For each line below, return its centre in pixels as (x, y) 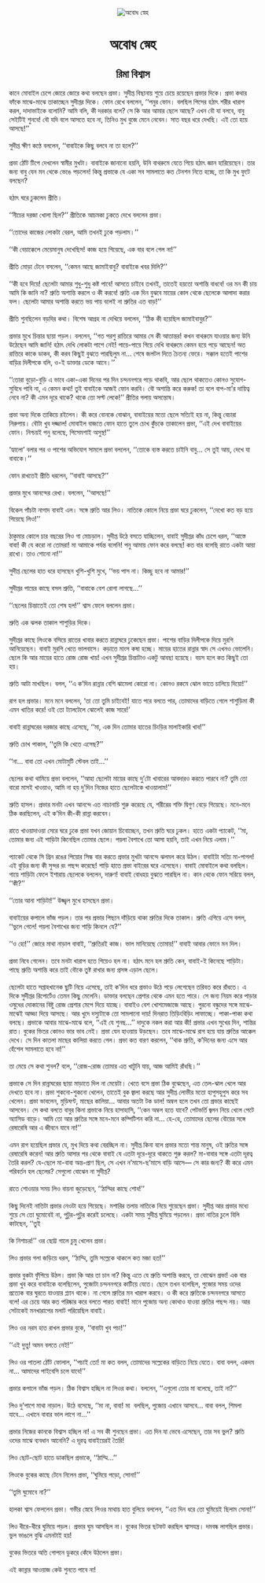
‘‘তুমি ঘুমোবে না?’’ (30, 1492)
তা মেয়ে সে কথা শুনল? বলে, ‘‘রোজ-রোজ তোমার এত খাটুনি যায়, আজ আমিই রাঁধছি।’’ (105, 1066)
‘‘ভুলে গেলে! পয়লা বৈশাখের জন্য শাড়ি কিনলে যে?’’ (65, 926)
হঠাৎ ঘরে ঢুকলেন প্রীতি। (36, 197)
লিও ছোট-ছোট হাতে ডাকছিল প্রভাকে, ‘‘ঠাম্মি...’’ (63, 1458)
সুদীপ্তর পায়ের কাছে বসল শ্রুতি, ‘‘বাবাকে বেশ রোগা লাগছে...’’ (75, 588)
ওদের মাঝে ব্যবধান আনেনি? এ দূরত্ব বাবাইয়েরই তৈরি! (67, 1440)
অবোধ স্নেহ (133, 44)
